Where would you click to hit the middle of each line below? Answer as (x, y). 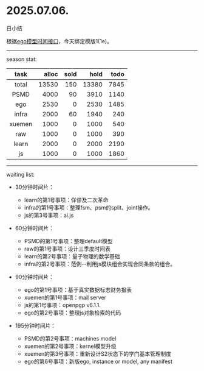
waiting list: (21, 174)
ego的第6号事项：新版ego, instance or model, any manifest (98, 361)
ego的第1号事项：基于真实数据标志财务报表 (78, 289)
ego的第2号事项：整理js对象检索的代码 (73, 313)
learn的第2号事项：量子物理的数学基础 (72, 256)
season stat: (22, 59)
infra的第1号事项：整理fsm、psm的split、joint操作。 (89, 207)
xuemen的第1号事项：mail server (65, 297)
